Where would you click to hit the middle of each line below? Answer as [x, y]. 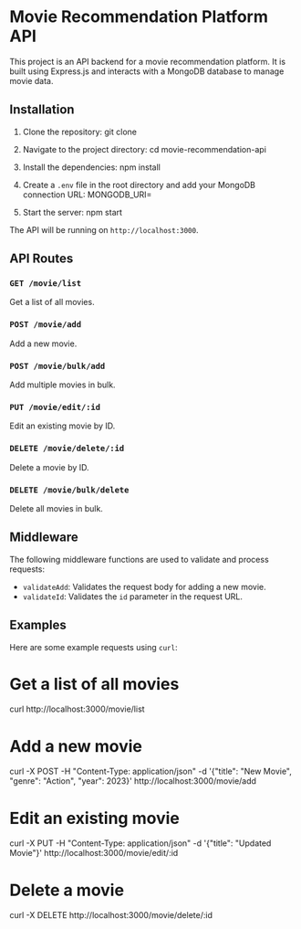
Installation [42, 110]
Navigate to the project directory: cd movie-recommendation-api [145, 149]
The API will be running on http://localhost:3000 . [104, 229]
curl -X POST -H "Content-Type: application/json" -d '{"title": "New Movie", [150, 771]
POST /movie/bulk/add [57, 366]
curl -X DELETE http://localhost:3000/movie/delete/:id [111, 915]
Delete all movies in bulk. [56, 508]
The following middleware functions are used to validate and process [139, 559]
